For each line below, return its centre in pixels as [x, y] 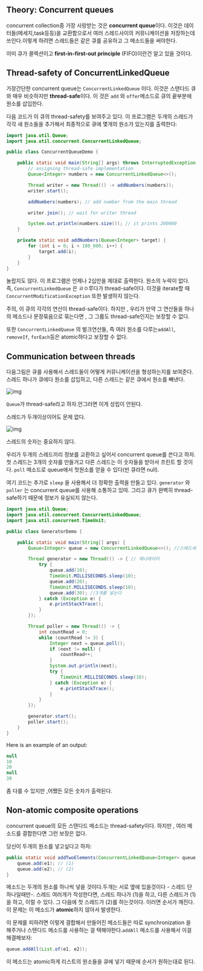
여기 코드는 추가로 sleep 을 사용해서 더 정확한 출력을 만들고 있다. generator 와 [98, 482]
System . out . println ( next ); [83, 666]
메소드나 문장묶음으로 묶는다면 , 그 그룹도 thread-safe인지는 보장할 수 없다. [101, 316]
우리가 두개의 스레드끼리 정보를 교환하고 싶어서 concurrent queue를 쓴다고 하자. [101, 455]
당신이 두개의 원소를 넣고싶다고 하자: [49, 846]
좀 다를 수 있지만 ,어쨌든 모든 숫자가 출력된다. [60, 791]
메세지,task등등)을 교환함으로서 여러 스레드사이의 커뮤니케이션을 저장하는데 [106, 33]
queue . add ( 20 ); [68, 581]
